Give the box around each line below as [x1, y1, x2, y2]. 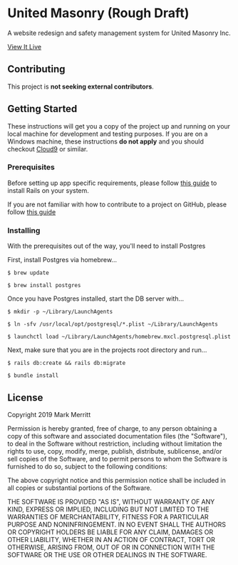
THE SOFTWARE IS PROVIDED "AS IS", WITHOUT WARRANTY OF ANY [7, 497, 215, 506]
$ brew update [7, 269, 50, 276]
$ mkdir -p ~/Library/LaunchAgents [7, 309, 113, 316]
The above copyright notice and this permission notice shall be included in [7, 476, 226, 484]
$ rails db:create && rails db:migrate [7, 359, 126, 367]
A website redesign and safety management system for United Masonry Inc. [7, 29, 232, 37]
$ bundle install [7, 372, 59, 379]
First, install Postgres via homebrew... [7, 256, 118, 264]
